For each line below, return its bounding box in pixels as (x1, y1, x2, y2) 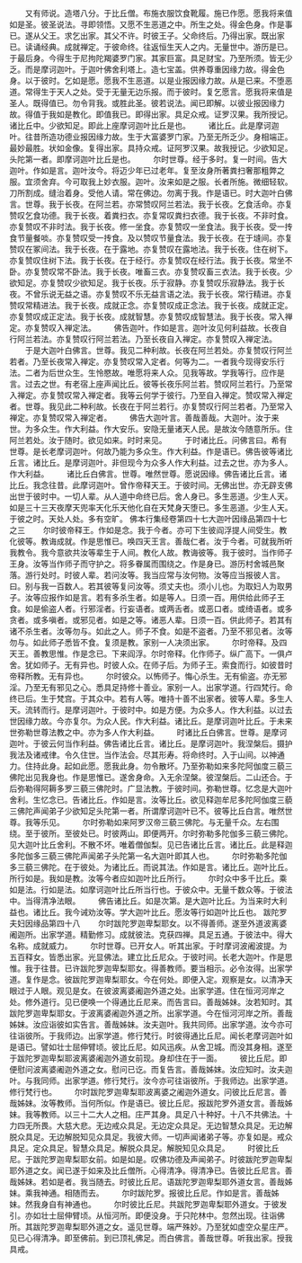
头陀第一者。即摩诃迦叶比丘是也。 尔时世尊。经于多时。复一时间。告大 (9, 154, 288, 165)
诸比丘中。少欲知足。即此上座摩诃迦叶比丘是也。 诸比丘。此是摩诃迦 (9, 120, 280, 130)
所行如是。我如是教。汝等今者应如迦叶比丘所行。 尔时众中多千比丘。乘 (9, 873, 288, 884)
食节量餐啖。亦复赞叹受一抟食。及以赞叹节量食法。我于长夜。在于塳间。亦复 (9, 233, 293, 243)
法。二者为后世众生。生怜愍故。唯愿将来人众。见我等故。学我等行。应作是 (9, 368, 285, 378)
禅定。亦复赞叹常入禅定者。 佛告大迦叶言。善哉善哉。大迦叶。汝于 (9, 413, 271, 422)
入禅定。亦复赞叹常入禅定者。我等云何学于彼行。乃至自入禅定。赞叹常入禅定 (9, 390, 293, 400)
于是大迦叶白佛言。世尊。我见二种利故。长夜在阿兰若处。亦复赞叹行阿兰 (24, 345, 293, 355)
